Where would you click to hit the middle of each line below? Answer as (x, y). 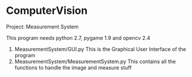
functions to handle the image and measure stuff (73, 67)
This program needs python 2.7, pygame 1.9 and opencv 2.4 (78, 38)
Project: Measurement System (42, 27)
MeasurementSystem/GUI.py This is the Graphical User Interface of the (100, 49)
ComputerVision (47, 11)
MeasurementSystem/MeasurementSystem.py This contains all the (95, 61)
